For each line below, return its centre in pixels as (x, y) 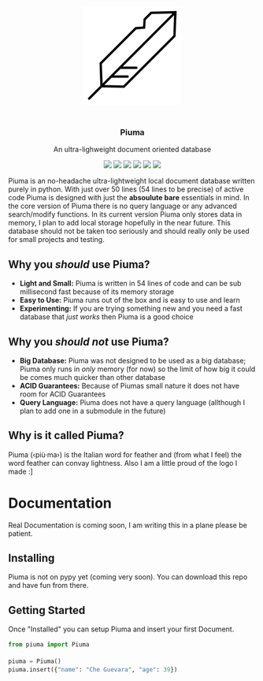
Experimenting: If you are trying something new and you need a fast (131, 309)
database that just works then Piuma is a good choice (107, 317)
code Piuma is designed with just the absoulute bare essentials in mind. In (129, 198)
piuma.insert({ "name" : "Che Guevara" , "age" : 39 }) (93, 669)
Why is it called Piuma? (66, 435)
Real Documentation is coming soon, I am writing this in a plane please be (128, 525)
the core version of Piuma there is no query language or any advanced (123, 206)
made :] (20, 471)
